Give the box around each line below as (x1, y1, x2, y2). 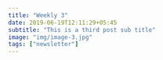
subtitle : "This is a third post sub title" (8, 26, 156, 34)
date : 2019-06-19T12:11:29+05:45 (8, 19, 118, 26)
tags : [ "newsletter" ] (8, 41, 79, 48)
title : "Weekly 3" (8, 11, 68, 19)
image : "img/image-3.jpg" (8, 33, 92, 41)
